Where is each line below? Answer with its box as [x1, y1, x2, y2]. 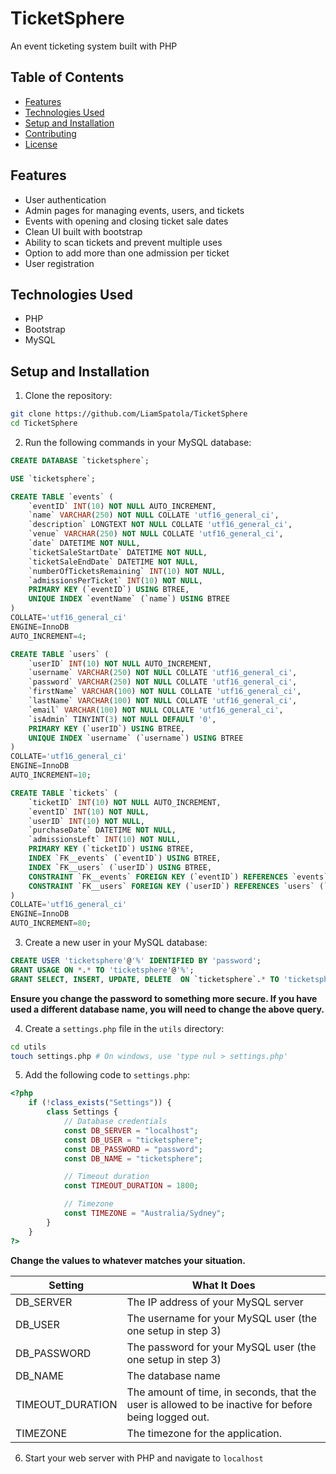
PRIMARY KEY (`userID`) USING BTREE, [28, 723, 186, 734]
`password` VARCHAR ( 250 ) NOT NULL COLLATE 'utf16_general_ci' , [28, 677, 298, 687]
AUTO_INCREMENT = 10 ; [10, 770, 92, 781]
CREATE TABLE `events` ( [10, 492, 114, 502]
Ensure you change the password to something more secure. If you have [10, 992, 318, 1004]
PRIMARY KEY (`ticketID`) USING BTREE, [28, 844, 195, 854]
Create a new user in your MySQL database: [24, 937, 208, 949]
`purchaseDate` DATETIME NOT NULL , [28, 825, 177, 836]
